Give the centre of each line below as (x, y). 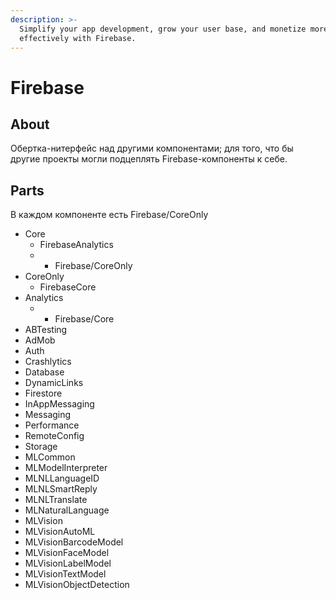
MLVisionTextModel (65, 574)
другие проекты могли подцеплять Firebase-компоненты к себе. (149, 159)
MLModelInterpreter (66, 468)
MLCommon (50, 457)
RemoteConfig (54, 436)
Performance (52, 425)
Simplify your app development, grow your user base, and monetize (163, 29)
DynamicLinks (54, 383)
